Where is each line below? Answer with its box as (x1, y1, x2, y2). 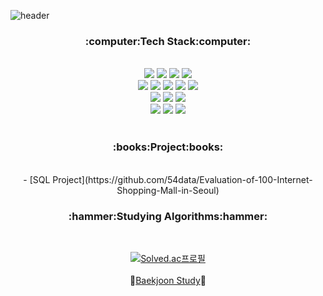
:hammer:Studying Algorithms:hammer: (68, 209, 268, 223)
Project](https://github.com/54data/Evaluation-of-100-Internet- (52, 173, 313, 185)
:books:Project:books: (112, 140, 224, 154)
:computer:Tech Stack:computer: (84, 34, 252, 48)
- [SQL (23, 173, 51, 185)
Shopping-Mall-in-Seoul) (116, 184, 220, 196)
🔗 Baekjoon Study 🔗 (129, 274, 207, 286)
